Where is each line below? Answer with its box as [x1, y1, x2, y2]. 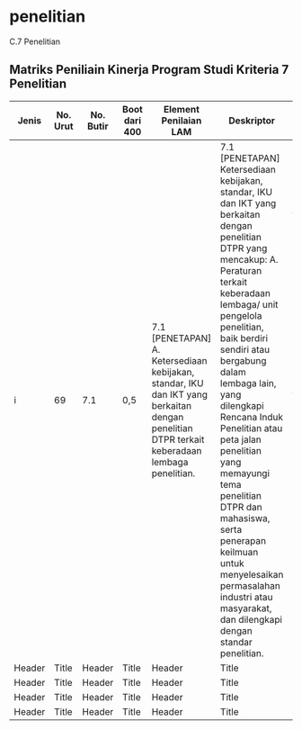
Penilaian [161, 114, 202, 127]
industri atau [219, 590, 273, 603]
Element [163, 103, 200, 115]
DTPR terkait [151, 433, 205, 446]
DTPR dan [219, 500, 262, 513]
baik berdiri [219, 331, 268, 344]
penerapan [219, 534, 267, 546]
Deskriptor [228, 114, 276, 127]
